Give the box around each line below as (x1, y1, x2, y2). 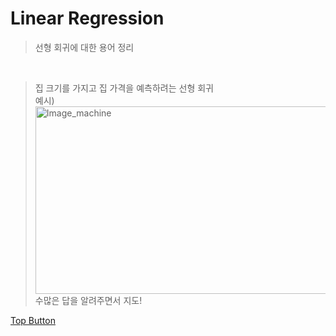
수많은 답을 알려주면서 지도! (34, 294, 143, 306)
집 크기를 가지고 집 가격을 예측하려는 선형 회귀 (34, 82, 214, 94)
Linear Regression (10, 7, 165, 30)
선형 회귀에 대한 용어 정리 (34, 41, 135, 53)
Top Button (10, 314, 56, 326)
